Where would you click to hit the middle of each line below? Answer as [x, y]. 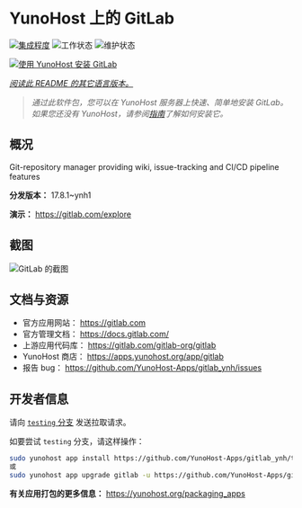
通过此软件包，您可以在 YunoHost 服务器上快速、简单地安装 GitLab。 [160, 102]
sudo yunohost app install [60, 459]
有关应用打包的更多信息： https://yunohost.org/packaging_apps [127, 493]
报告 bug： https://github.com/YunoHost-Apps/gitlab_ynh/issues [142, 368]
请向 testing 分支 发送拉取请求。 [70, 423]
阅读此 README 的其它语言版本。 [71, 83]
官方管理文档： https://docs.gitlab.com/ [95, 334]
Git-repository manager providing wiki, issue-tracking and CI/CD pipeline [144, 166]
